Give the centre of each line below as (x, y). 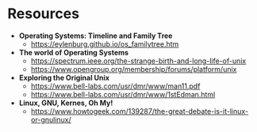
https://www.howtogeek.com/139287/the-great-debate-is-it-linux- (140, 111)
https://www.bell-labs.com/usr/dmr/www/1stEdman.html (123, 94)
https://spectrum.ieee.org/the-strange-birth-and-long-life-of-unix (138, 61)
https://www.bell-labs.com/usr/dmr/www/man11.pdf (115, 86)
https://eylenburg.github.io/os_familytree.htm (105, 43)
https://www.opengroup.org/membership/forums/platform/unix (134, 69)
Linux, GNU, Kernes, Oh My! (66, 103)
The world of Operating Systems (73, 52)
